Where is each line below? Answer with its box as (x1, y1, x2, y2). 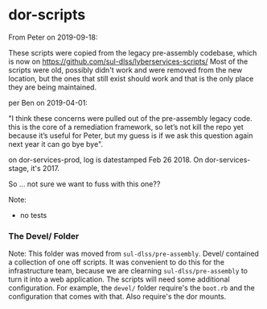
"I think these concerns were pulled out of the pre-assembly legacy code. (8, 113, 253, 123)
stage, (8, 163, 30, 173)
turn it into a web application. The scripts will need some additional (8, 274, 231, 284)
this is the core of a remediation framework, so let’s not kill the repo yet (8, 122, 244, 132)
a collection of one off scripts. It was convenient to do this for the (8, 257, 225, 267)
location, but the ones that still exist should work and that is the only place (8, 73, 254, 83)
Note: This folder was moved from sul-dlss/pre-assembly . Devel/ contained (8, 248, 260, 259)
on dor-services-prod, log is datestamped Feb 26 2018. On (8, 155, 203, 165)
